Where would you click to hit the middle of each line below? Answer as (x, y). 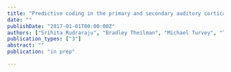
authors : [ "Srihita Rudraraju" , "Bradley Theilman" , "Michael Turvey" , (112, 33)
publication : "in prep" (41, 52)
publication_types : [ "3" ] (44, 39)
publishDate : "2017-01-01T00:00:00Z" (61, 26)
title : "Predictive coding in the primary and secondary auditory (104, 13)
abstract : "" (26, 45)
